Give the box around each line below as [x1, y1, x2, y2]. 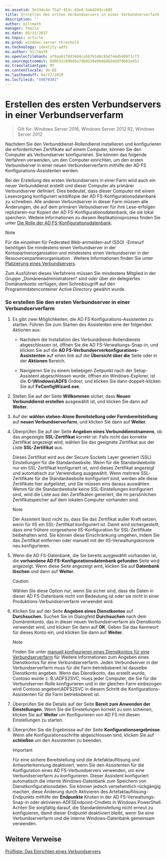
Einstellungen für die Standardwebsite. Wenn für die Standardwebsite [12, 459, 156, 466]
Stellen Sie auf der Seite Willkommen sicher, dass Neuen [12, 393, 131, 399]
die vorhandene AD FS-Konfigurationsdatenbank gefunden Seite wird [12, 558, 160, 564]
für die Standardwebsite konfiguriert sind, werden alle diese [34, 475, 158, 481]
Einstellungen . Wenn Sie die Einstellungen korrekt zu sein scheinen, [12, 706, 153, 712]
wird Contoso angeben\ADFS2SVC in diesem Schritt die [12, 686, 127, 692]
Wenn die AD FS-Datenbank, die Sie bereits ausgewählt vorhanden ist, [12, 552, 158, 558]
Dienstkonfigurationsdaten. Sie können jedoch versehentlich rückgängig [12, 783, 161, 789]
